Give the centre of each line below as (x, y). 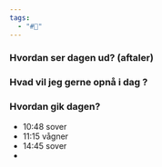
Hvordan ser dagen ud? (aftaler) (82, 58)
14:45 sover (45, 145)
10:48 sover (45, 126)
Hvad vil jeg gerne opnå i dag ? (79, 83)
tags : (20, 18)
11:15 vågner (46, 136)
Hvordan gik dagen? (55, 107)
